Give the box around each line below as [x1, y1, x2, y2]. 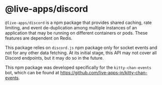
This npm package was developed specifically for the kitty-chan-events [5, 64, 152, 70]
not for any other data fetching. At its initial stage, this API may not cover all [5, 50, 157, 56]
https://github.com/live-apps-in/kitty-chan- [60, 69, 148, 75]
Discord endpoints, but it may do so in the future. [5, 55, 104, 61]
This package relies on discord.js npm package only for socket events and [5, 44, 158, 50]
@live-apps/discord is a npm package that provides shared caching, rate [5, 20, 152, 25]
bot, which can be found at [5, 69, 60, 75]
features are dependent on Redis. [5, 35, 72, 41]
